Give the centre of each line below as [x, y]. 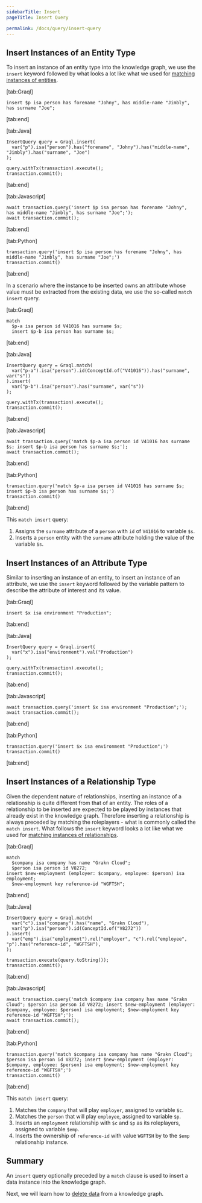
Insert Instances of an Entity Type [71, 53]
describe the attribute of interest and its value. [64, 590]
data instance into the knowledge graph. [56, 1182]
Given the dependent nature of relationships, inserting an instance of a [94, 796]
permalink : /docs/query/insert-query [54, 28]
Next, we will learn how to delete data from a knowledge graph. [85, 1193]
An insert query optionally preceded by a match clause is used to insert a [97, 1175]
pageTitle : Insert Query [37, 17]
